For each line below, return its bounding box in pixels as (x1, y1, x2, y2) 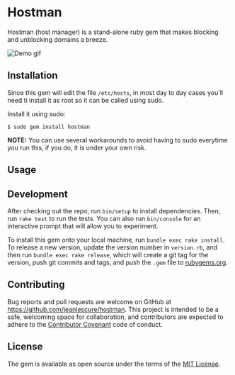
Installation (7, 69, 58, 82)
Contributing (7, 279, 65, 291)
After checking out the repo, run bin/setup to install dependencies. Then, (7, 206, 221, 215)
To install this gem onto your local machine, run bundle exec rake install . (7, 235, 225, 244)
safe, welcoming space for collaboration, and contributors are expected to (7, 313, 224, 321)
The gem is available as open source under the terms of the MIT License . (7, 359, 221, 368)
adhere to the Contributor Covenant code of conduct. (7, 320, 163, 328)
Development (7, 188, 69, 200)
